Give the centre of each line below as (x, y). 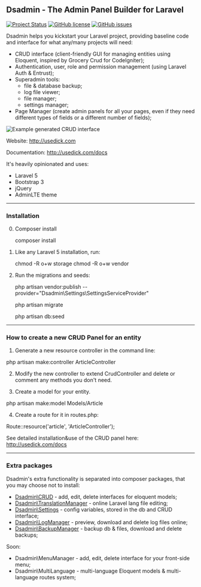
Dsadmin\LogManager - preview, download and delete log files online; (101, 522)
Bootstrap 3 (29, 181)
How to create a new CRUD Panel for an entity (74, 338)
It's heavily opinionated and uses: (48, 164)
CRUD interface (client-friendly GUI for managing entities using (93, 54)
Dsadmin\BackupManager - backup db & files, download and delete (98, 528)
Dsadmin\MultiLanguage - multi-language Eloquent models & (90, 571)
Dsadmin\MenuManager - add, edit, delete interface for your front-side (102, 558)
